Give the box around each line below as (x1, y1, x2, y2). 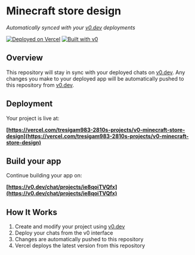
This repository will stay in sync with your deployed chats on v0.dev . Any (6, 69, 185, 76)
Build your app (6, 156, 61, 166)
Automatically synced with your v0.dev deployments (6, 24, 135, 31)
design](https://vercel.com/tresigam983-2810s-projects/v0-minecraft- (6, 133, 189, 140)
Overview (6, 53, 44, 63)
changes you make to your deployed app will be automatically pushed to (6, 75, 184, 82)
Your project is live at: (6, 115, 60, 122)
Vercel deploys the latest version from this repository (14, 242, 146, 249)
